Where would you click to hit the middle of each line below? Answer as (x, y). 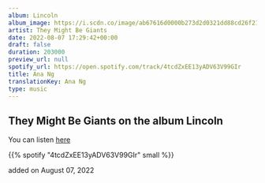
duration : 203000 (37, 52)
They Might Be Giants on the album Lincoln (116, 120)
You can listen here (39, 140)
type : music (28, 89)
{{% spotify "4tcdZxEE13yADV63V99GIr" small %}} (91, 155)
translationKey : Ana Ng (47, 81)
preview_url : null (38, 60)
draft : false (30, 45)
